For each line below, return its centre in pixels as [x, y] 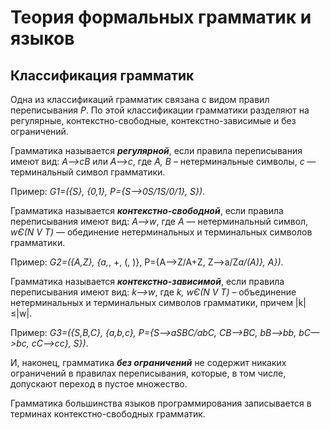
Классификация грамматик [102, 75]
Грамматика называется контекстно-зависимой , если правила [147, 281]
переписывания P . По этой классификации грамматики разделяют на [160, 110]
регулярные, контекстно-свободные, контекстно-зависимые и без [153, 120]
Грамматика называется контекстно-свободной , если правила [147, 210]
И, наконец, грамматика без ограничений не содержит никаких [148, 362]
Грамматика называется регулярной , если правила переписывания [156, 150]
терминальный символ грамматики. [88, 172]
